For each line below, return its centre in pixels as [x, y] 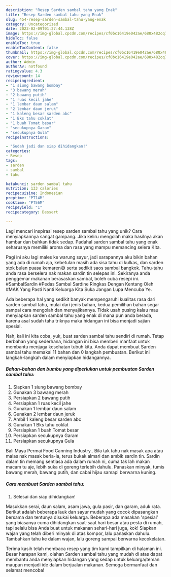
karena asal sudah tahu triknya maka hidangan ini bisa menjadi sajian [78, 320]
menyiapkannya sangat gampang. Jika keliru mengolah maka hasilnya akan [84, 236]
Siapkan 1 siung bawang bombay [47, 387]
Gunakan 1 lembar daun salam [45, 409]
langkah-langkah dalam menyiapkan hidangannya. [58, 357]
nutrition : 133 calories [32, 189]
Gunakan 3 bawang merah [41, 392]
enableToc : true [23, 43]
